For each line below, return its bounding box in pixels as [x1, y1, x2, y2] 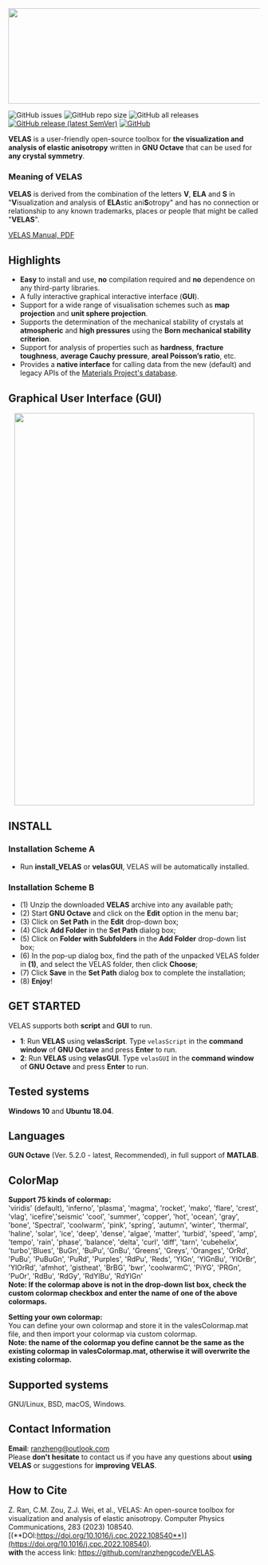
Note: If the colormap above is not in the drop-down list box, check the [8, 1280, 247, 1290]
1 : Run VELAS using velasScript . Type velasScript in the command [19, 1036, 243, 1046]
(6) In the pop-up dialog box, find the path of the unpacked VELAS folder [19, 951, 260, 960]
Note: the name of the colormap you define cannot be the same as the [8, 1338, 245, 1347]
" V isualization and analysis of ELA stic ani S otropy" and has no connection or [8, 198, 259, 207]
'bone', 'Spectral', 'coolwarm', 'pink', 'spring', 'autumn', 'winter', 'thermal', [8, 1220, 249, 1230]
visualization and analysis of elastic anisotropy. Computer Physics [8, 1513, 225, 1523]
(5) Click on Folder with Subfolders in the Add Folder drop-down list [19, 933, 246, 943]
